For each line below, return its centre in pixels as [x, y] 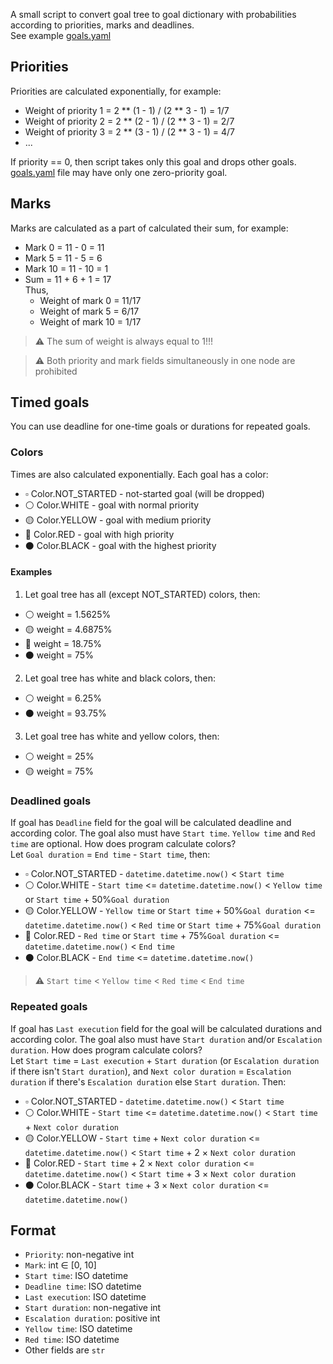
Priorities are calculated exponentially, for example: [116, 91]
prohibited [56, 371]
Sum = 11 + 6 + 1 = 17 [68, 279]
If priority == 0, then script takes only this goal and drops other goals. [153, 161]
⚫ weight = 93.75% [65, 713]
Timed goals [50, 402]
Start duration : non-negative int [93, 1308]
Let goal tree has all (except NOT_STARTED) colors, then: [142, 594]
